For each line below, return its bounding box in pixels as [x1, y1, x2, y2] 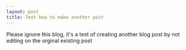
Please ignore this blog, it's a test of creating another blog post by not [6, 30, 180, 37]
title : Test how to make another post [6, 14, 104, 20]
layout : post [6, 8, 39, 15]
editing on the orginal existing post [6, 37, 92, 44]
